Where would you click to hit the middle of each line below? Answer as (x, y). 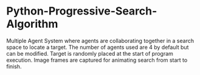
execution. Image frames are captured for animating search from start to (97, 60)
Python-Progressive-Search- (82, 11)
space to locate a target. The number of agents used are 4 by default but (98, 47)
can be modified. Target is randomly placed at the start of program (90, 53)
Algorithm (32, 24)
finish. (14, 66)
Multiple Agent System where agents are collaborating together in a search (100, 41)
